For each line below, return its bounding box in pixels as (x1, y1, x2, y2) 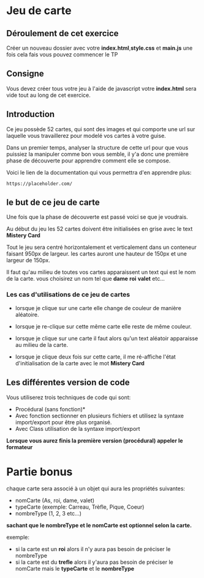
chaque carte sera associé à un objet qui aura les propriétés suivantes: (6, 485, 186, 492)
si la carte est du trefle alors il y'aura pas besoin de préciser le (15, 558, 173, 566)
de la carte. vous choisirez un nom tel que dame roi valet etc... (6, 275, 165, 283)
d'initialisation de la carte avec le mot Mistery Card (15, 359, 145, 367)
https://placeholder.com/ (6, 180, 72, 187)
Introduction (6, 109, 55, 120)
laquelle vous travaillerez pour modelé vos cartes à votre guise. (6, 132, 167, 139)
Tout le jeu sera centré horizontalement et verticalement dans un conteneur (6, 243, 197, 251)
